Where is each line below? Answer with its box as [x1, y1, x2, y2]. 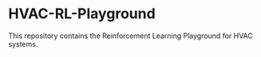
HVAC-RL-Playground [8, 5, 156, 23]
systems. [8, 39, 38, 48]
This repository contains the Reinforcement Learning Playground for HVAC [8, 31, 254, 40]
